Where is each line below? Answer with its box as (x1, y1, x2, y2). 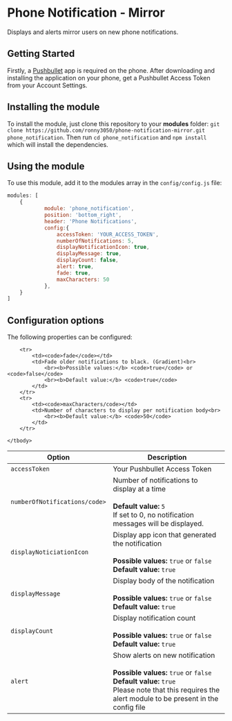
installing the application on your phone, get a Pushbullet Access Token (7, 73, 211, 82)
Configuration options (7, 314, 105, 327)
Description (147, 453, 187, 462)
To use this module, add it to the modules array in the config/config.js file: (7, 179, 222, 187)
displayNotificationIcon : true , (56, 244, 150, 251)
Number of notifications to (113, 476, 198, 485)
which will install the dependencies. (7, 140, 108, 148)
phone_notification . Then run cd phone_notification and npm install (7, 133, 207, 141)
